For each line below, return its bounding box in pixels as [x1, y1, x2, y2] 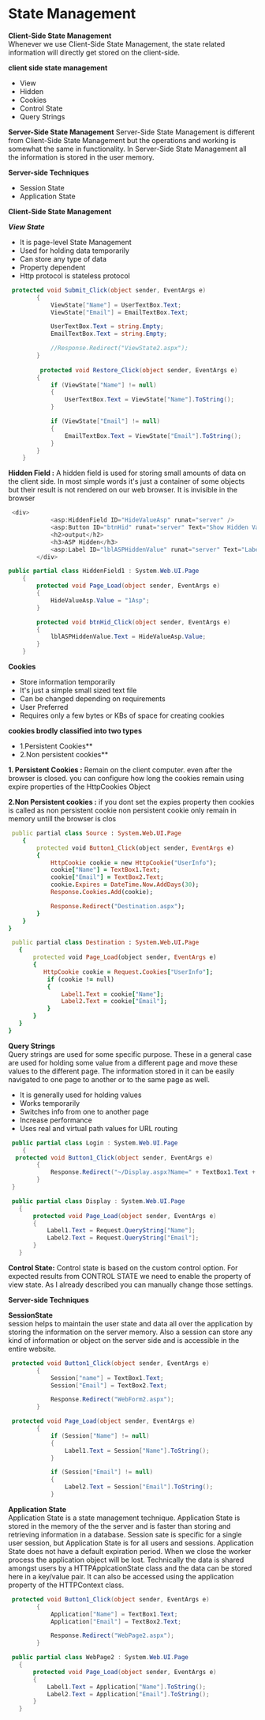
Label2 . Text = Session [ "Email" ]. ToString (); [64, 1483, 214, 1491]
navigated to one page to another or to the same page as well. [8, 1074, 211, 1084]
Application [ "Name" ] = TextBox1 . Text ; [50, 1610, 178, 1618]
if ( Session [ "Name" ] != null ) [50, 1431, 150, 1439]
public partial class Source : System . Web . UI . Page [11, 829, 181, 838]
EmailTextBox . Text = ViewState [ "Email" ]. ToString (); [64, 432, 242, 439]
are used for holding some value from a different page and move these [8, 1058, 238, 1067]
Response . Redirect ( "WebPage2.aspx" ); [50, 1631, 175, 1640]
